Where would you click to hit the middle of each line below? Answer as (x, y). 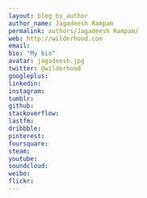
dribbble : (25, 128)
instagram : (27, 91)
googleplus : (28, 76)
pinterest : (27, 136)
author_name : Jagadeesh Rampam (61, 23)
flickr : (21, 181)
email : (19, 46)
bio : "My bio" (32, 53)
